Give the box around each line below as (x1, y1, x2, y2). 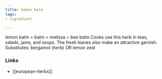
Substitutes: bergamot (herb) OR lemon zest (5, 45, 95, 51)
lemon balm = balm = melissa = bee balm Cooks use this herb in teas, (5, 34, 148, 40)
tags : (5, 12, 16, 17)
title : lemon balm (5, 7, 43, 12)
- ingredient (5, 16, 32, 21)
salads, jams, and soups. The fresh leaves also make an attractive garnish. (5, 39, 158, 45)
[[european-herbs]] (12, 68, 53, 74)
